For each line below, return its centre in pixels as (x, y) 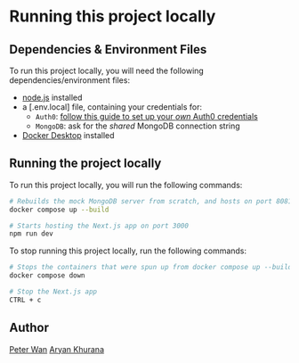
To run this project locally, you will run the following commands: (126, 185)
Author (29, 328)
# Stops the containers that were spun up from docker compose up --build (151, 268)
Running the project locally (85, 164)
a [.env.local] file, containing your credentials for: (112, 107)
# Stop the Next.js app (53, 292)
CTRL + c (25, 300)
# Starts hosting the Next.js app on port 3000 (99, 226)
